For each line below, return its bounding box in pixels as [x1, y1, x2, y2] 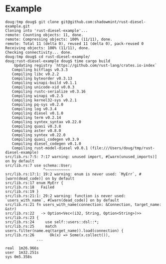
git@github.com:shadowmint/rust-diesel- [60, 19, 146, 24]
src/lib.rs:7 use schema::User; [5, 163, 72, 168]
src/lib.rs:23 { [5, 215, 39, 220]
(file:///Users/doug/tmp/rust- [90, 145, 155, 151]
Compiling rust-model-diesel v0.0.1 [11, 145, 88, 151]
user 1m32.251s [5, 250, 39, 255]
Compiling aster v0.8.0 [11, 128, 61, 133]
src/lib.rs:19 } [5, 189, 39, 194]
